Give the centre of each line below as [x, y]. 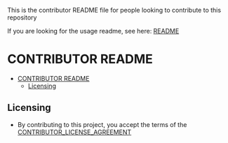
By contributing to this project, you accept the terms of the [102, 124]
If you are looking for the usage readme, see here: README [93, 31]
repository [22, 17]
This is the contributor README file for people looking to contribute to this [114, 10]
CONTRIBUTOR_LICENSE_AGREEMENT [74, 132]
